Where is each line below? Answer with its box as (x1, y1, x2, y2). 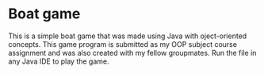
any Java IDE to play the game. (8, 56, 109, 66)
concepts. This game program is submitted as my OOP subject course (8, 39, 238, 49)
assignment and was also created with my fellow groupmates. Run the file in (8, 48, 257, 57)
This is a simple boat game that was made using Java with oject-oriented (8, 31, 247, 41)
